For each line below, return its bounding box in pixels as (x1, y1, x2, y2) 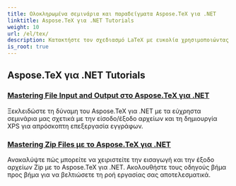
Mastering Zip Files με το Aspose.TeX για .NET (7, 139, 172, 149)
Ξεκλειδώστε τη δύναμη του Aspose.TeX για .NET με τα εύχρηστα (7, 107, 201, 115)
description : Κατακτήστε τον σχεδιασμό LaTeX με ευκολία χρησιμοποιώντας (7, 37, 230, 44)
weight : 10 (7, 23, 40, 30)
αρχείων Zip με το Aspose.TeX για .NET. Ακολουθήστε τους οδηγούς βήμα (7, 163, 227, 171)
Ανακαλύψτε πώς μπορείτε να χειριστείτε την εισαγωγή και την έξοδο (7, 155, 215, 163)
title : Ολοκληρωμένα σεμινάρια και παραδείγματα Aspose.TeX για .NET (7, 10, 217, 18)
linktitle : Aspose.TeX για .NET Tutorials (7, 17, 134, 24)
